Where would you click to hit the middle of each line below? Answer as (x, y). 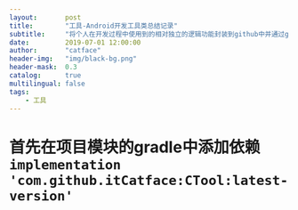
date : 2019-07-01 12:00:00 (75, 42)
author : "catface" (55, 51)
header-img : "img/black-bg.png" (73, 59)
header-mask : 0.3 (43, 68)
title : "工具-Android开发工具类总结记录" (93, 26)
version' (41, 196)
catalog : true (45, 76)
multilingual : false (48, 84)
